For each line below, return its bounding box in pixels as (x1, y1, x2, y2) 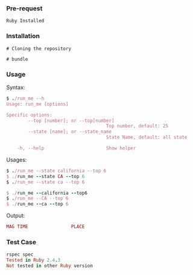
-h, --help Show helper (17, 145, 136, 151)
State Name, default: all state (106, 134, 188, 141)
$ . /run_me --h (6, 95, 45, 101)
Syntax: (6, 83, 25, 91)
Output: (6, 212, 25, 220)
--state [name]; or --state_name (28, 128, 112, 135)
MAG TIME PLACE (6, 224, 85, 230)
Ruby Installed (6, 18, 45, 24)
